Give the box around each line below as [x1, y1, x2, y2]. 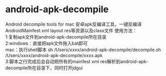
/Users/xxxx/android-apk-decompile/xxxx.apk [5, 52, 103, 58]
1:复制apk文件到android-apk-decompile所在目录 [5, 34, 107, 40]
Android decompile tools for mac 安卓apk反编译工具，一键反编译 [5, 21, 142, 27]
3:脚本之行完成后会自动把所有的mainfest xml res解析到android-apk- [5, 58, 149, 64]
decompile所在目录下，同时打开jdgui [5, 65, 83, 71]
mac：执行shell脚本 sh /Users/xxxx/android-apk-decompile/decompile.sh [5, 46, 161, 53]
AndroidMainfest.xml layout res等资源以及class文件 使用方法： [5, 27, 137, 34]
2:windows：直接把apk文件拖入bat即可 [5, 40, 88, 46]
